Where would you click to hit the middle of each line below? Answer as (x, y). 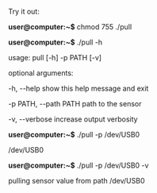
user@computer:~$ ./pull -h (56, 42)
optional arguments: (41, 73)
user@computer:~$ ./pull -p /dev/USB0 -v (78, 165)
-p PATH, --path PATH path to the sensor (75, 104)
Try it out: (24, 12)
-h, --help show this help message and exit (78, 88)
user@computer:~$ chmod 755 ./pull (70, 27)
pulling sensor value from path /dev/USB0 (77, 181)
